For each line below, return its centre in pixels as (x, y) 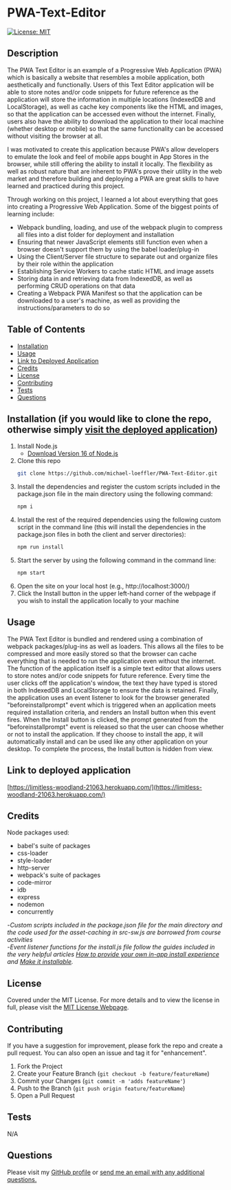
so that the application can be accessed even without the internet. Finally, (111, 114)
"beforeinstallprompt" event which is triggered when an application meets (112, 705)
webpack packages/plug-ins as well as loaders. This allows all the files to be (115, 646)
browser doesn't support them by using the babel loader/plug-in (108, 249)
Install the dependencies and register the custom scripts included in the (119, 486)
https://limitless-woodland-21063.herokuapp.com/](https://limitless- (106, 787)
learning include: (31, 214)
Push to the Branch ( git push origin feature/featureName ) (101, 1088)
